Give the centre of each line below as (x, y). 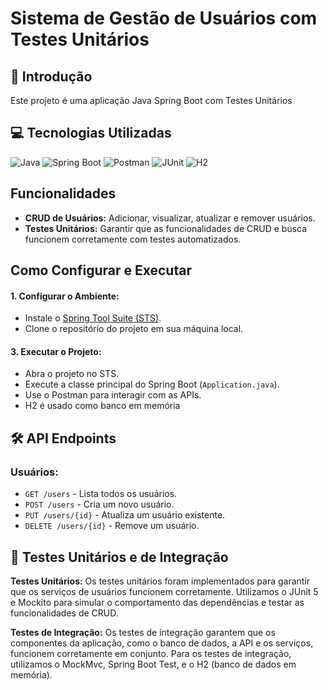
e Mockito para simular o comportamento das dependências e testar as (157, 602)
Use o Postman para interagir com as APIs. (113, 395)
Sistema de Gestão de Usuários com (164, 18)
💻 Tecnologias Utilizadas (91, 133)
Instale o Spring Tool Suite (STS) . (93, 318)
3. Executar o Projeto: (56, 351)
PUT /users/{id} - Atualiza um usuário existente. (125, 515)
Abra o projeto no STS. (72, 374)
